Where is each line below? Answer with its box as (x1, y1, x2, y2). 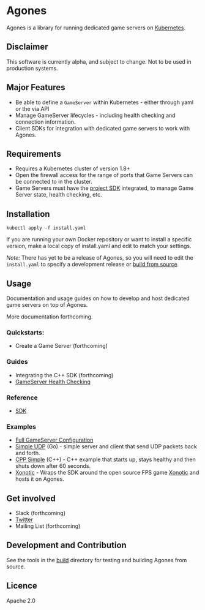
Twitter (15, 516, 34, 523)
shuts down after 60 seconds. (15, 462, 91, 470)
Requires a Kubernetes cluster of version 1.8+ (15, 165, 130, 172)
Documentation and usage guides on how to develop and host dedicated (6, 295, 190, 302)
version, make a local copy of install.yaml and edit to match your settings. (6, 243, 192, 250)
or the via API (15, 105, 50, 112)
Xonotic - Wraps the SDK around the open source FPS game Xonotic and (15, 469, 199, 476)
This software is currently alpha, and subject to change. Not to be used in (6, 58, 192, 65)
